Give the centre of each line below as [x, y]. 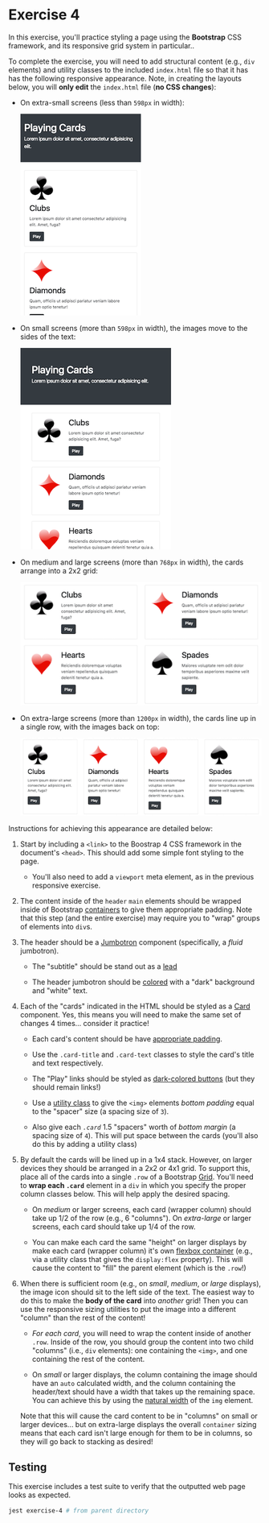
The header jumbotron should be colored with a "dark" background [143, 982]
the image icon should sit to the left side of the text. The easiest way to [137, 1292]
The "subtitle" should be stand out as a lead [105, 966]
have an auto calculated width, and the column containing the [134, 1384]
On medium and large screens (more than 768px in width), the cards [132, 562]
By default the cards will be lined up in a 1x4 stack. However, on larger [136, 1160]
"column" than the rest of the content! [83, 1318]
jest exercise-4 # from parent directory [79, 1511]
